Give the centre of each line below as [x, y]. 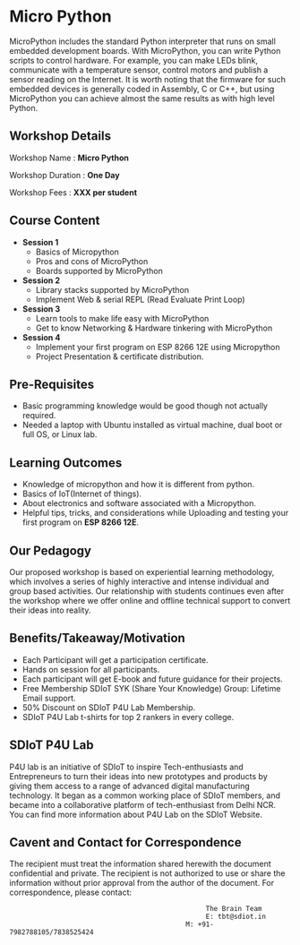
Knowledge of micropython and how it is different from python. [138, 485]
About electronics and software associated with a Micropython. [139, 503]
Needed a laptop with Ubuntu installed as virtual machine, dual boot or [152, 425]
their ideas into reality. [50, 610]
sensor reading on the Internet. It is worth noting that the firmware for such [148, 79]
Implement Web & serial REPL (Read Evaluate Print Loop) [140, 299]
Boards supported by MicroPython [99, 271]
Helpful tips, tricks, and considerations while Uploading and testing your [155, 513]
